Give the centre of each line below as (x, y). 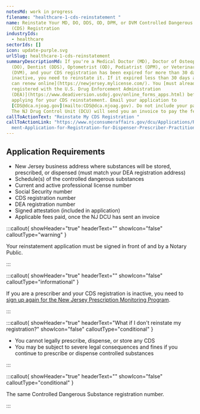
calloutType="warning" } (36, 234)
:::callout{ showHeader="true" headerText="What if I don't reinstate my (94, 322)
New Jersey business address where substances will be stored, (93, 166)
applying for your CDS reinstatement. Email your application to (94, 100)
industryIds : (22, 34)
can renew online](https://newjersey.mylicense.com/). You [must (94, 84)
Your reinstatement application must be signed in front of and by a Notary (96, 246)
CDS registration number (45, 197)
